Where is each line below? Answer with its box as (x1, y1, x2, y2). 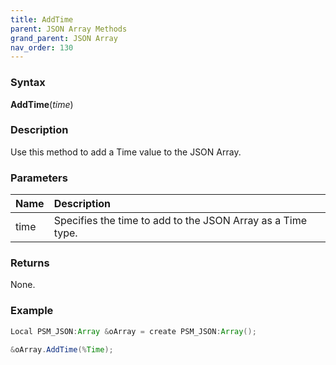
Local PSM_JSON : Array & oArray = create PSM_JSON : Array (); (10, 326, 257, 336)
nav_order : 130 (10, 42, 74, 53)
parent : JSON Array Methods (10, 24, 128, 34)
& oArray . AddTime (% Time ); (10, 345, 114, 355)
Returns (10, 256, 50, 270)
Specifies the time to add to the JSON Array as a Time (53, 214, 308, 228)
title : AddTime (10, 14, 74, 25)
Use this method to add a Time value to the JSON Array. (10, 146, 242, 158)
